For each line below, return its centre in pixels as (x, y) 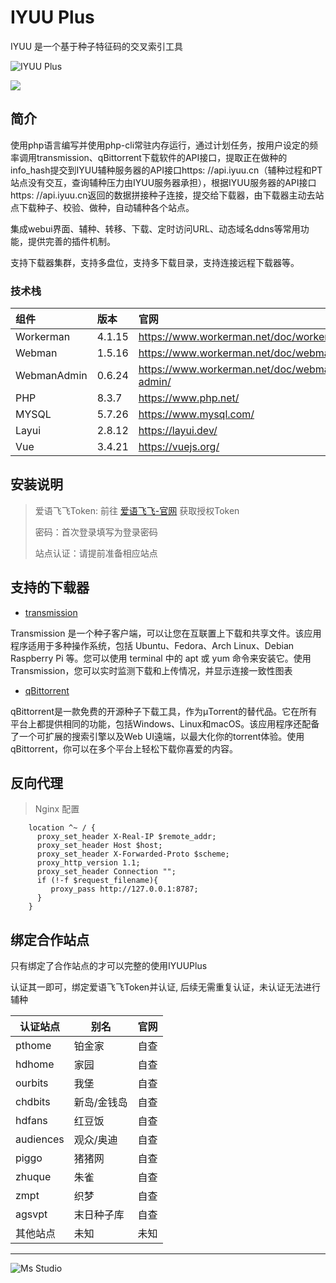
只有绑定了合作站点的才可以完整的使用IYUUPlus (109, 966)
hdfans (31, 1121)
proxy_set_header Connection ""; (106, 872)
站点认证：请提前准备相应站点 (96, 553)
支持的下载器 (50, 587)
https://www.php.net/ (189, 398)
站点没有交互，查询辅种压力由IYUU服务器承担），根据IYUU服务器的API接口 (163, 182)
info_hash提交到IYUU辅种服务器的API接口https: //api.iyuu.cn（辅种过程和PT (166, 170)
